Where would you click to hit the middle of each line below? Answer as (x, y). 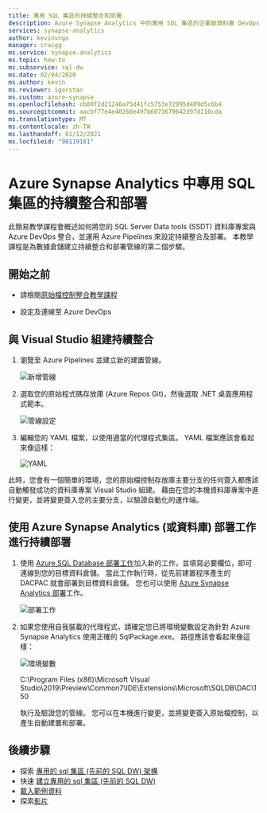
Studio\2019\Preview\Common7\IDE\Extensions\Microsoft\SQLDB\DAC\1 (138, 688)
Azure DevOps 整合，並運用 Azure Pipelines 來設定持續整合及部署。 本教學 (131, 236)
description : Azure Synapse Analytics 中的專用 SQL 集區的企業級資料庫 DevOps (134, 23)
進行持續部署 (40, 542)
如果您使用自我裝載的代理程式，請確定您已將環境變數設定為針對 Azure (135, 627)
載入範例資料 (41, 791)
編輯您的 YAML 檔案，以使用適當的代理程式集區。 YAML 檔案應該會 (130, 438)
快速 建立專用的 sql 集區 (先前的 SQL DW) (88, 780)
